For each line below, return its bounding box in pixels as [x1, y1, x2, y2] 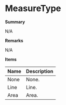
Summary [5, 19, 25, 25]
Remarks [5, 37, 24, 44]
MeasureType [5, 3, 61, 14]
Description [26, 68, 54, 75]
